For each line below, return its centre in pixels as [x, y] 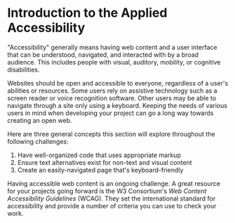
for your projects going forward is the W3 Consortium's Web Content [107, 191]
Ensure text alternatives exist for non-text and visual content [105, 162]
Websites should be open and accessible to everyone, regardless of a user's [118, 83]
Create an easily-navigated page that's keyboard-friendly [100, 170]
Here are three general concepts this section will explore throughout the [111, 134]
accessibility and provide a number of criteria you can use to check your [112, 205]
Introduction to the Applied [87, 13]
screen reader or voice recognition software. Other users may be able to [112, 98]
